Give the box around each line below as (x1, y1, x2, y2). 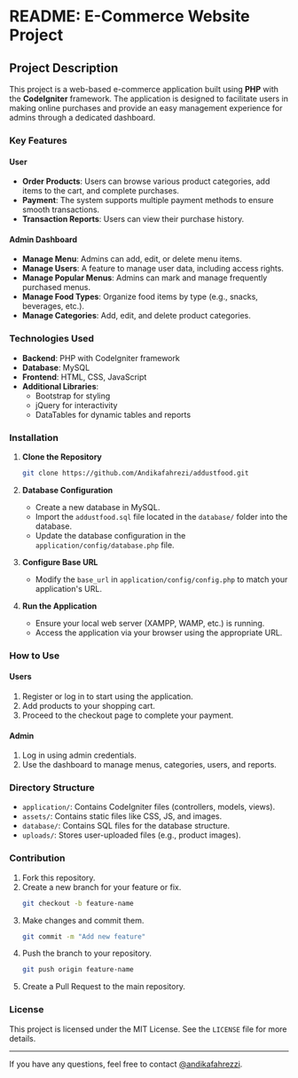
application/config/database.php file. (35, 539, 175, 550)
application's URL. (35, 583, 102, 594)
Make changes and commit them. (21, 915, 145, 925)
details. (9, 1033, 36, 1043)
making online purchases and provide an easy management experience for (9, 103, 283, 113)
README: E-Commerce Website (9, 6, 250, 27)
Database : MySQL (21, 362, 90, 373)
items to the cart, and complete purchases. (21, 185, 180, 196)
